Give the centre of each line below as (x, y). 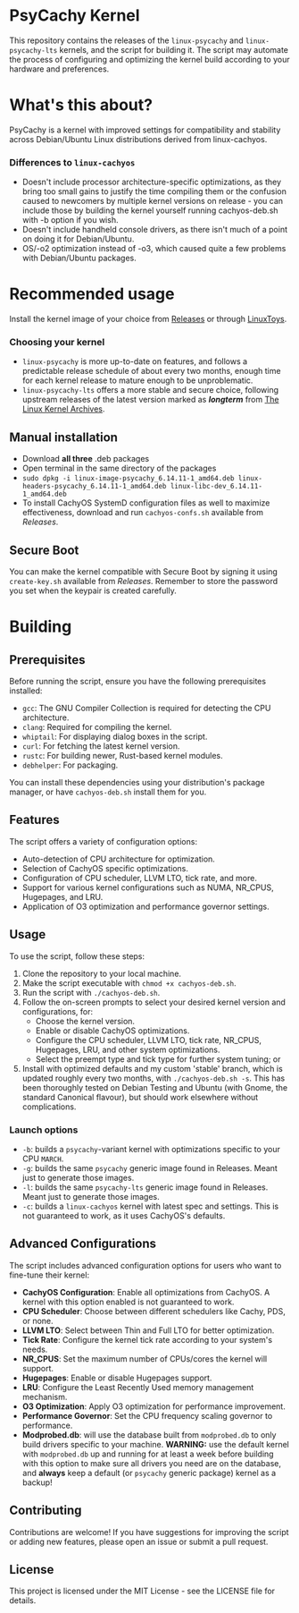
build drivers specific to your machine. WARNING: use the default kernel (156, 1444)
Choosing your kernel (57, 343)
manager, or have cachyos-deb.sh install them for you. (108, 792)
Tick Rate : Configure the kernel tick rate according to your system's (147, 1339)
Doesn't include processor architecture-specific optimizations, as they (152, 182)
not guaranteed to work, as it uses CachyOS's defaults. (124, 1215)
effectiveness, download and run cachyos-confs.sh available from (142, 513)
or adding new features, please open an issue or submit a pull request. (139, 1541)
